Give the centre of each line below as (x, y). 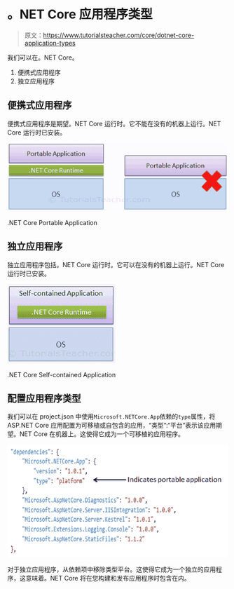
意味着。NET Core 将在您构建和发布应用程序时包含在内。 (108, 578)
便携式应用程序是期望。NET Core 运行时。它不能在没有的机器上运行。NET (114, 123)
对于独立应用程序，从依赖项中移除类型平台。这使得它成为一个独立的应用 (111, 569)
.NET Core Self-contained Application (62, 374)
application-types (50, 43)
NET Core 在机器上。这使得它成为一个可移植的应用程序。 (102, 434)
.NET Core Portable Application (53, 222)
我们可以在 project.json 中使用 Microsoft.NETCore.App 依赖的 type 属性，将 (111, 417)
